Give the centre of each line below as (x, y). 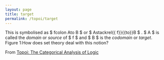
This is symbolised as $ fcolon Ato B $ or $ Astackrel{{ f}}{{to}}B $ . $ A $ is (82, 33)
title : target (20, 14)
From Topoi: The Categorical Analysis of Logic (52, 52)
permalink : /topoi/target (31, 19)
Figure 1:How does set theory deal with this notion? (57, 43)
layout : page (18, 10)
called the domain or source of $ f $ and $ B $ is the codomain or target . (79, 38)
